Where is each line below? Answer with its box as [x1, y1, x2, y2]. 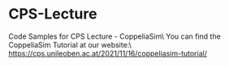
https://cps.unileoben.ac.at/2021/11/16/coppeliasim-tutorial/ [8, 48, 207, 58]
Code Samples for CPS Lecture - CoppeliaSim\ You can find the [8, 31, 221, 41]
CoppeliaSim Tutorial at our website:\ [8, 39, 132, 49]
